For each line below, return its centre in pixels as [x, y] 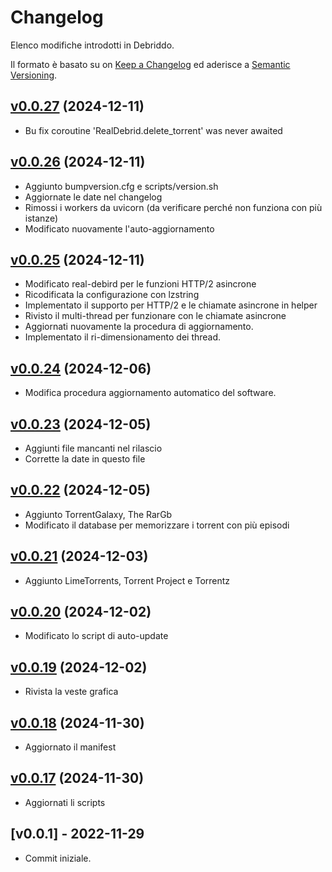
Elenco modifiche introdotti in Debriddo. [92, 45]
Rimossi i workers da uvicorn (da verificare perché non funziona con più [173, 207]
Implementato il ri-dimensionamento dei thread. [123, 337]
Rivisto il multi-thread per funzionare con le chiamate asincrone [155, 316]
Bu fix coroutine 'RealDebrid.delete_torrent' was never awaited [153, 130]
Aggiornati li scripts [65, 802]
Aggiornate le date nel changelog [93, 197]
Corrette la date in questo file [85, 459]
